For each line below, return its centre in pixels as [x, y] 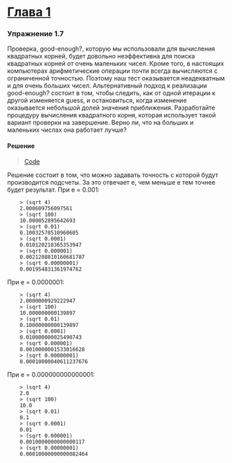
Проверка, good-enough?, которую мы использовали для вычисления [111, 49]
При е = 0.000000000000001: [51, 374]
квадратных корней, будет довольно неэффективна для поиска [101, 56]
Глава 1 [29, 12]
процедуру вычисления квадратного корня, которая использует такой [111, 115]
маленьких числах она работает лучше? [67, 130]
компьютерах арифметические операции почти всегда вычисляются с [113, 71]
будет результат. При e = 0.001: [53, 190]
